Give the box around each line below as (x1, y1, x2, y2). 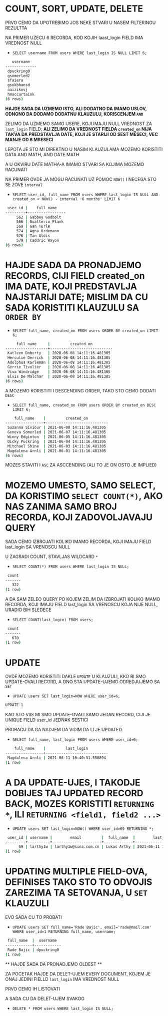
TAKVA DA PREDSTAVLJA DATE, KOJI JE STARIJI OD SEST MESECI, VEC (5, 131, 158, 137)
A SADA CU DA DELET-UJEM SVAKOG (5, 995, 85, 1001)
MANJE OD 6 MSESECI (5, 136, 53, 143)
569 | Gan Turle (16, 224, 50, 229)
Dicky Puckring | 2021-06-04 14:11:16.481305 (7, 439, 106, 444)
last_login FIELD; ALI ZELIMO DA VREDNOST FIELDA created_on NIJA (5, 126, 152, 132)
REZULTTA (5, 25, 27, 31)
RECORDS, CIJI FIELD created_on (5, 270, 145, 281)
